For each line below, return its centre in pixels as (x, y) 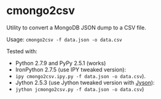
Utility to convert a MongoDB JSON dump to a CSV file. (76, 28)
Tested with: (22, 51)
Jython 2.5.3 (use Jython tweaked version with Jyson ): (85, 82)
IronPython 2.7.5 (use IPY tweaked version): (71, 69)
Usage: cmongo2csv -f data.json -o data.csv (64, 39)
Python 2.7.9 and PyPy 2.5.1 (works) (61, 63)
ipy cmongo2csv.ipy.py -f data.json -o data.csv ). (80, 76)
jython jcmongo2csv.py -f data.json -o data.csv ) (80, 89)
